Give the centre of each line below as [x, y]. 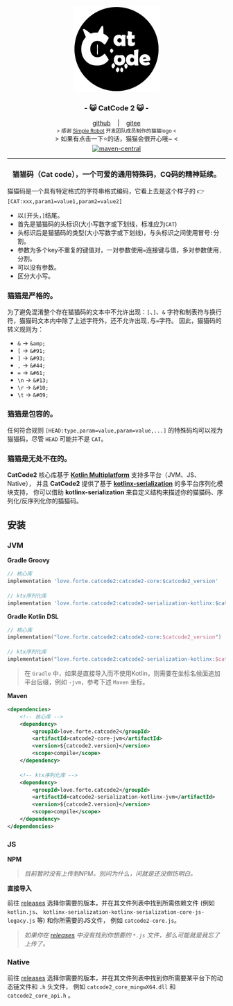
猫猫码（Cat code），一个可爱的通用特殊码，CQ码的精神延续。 [116, 175]
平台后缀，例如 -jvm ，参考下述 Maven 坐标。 [86, 682]
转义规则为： [25, 329]
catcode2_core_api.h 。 [41, 996]
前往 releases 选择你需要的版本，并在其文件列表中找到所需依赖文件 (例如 [111, 903]
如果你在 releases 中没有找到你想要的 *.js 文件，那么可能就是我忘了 [122, 935]
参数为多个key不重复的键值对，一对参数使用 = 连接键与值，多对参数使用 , [120, 250]
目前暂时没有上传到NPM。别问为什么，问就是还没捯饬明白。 [110, 874]
